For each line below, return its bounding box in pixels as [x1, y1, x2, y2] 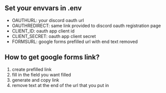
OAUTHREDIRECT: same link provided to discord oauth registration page [11, 22, 161, 28]
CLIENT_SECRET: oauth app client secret [11, 33, 96, 39]
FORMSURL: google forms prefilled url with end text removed [11, 38, 138, 44]
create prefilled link [11, 66, 52, 72]
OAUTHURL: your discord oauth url [11, 17, 84, 23]
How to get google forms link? [4, 53, 100, 61]
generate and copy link [11, 77, 59, 83]
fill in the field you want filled [11, 71, 71, 77]
